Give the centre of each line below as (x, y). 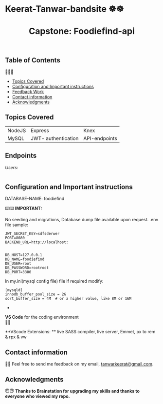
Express (40, 130)
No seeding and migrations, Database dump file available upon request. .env (82, 220)
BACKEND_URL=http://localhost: (37, 242)
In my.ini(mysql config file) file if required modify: (54, 281)
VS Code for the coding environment (42, 317)
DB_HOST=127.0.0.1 (24, 255)
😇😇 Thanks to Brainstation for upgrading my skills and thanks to (72, 391)
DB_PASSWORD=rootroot (27, 268)
